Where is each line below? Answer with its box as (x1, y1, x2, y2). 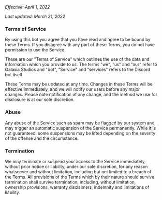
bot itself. (5, 72, 24, 78)
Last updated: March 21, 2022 (5, 14, 65, 19)
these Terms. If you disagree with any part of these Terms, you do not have (5, 42, 155, 48)
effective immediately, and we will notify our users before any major (5, 86, 140, 92)
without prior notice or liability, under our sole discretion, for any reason (5, 164, 148, 169)
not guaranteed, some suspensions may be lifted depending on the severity (5, 130, 156, 136)
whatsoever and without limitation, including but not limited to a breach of (5, 168, 152, 174)
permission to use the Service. (5, 47, 66, 53)
